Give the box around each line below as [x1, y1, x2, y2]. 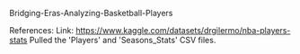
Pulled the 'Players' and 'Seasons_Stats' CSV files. [29, 35, 216, 45]
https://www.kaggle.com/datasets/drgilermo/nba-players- [75, 25, 291, 35]
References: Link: [9, 25, 75, 35]
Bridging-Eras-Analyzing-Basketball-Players [9, 8, 173, 18]
